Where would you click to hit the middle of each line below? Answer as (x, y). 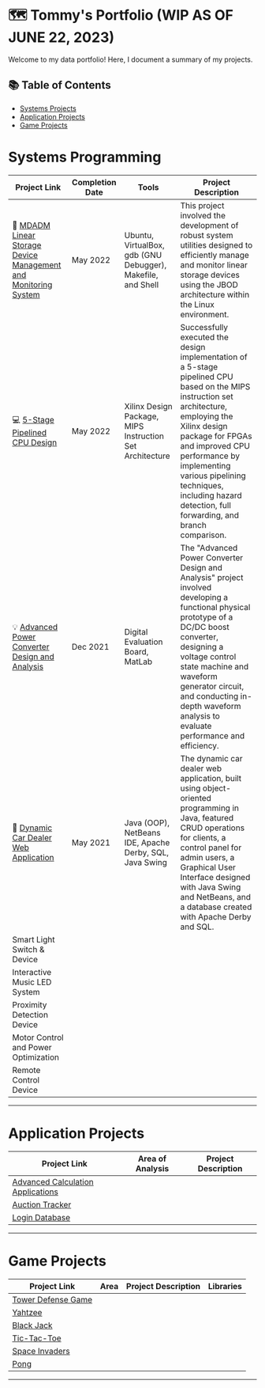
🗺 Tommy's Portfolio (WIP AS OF (121, 15)
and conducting (209, 696)
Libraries (225, 1286)
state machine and (215, 666)
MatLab (138, 662)
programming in (209, 808)
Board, (136, 651)
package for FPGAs (216, 436)
